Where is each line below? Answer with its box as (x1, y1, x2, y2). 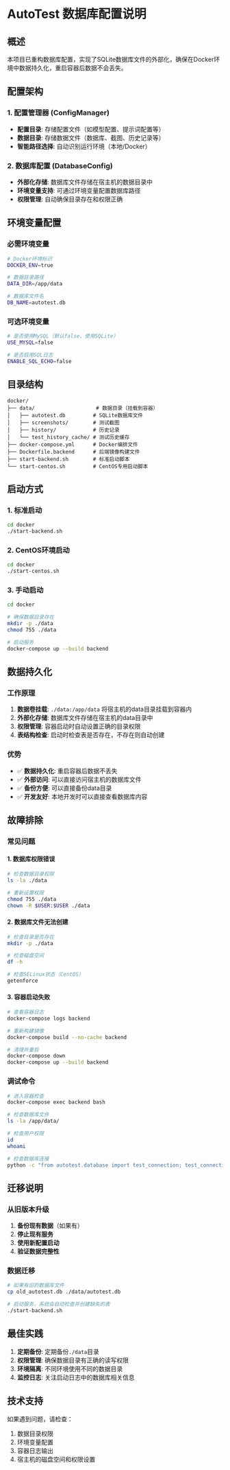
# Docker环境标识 (7, 255, 53, 262)
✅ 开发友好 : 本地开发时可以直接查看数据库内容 (16, 792, 148, 800)
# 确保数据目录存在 (7, 614, 55, 621)
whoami (7, 1143, 26, 1150)
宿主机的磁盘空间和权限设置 (16, 1455, 96, 1463)
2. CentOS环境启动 (7, 545, 70, 555)
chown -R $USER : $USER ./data (7, 902, 90, 909)
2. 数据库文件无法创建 (7, 918, 68, 926)
